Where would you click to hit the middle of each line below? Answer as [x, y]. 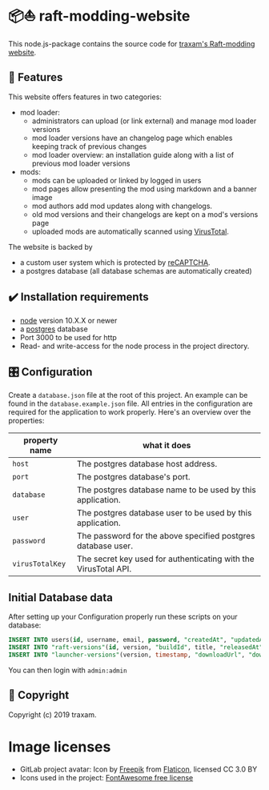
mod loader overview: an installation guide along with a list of [133, 154]
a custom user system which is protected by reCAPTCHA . [115, 262]
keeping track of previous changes [89, 146]
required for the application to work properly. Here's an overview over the [130, 412]
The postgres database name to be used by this [167, 490]
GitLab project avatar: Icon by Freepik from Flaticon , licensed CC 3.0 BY [139, 769]
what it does [167, 446]
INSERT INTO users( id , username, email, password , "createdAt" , [118, 640]
